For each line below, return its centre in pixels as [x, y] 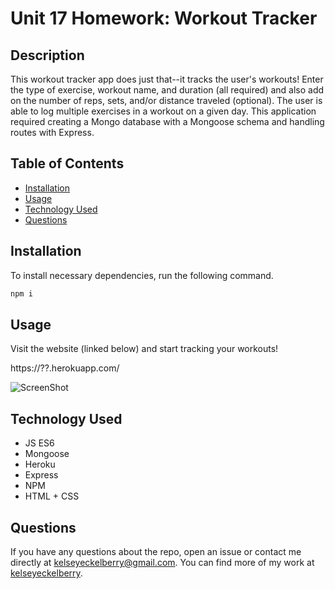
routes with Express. [52, 132]
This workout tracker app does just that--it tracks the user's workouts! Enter [167, 79]
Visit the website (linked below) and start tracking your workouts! [144, 349]
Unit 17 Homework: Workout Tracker [164, 18]
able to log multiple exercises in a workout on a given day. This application [163, 111]
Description [47, 55]
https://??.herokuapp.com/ [65, 368]
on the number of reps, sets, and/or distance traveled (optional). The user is [166, 100]
